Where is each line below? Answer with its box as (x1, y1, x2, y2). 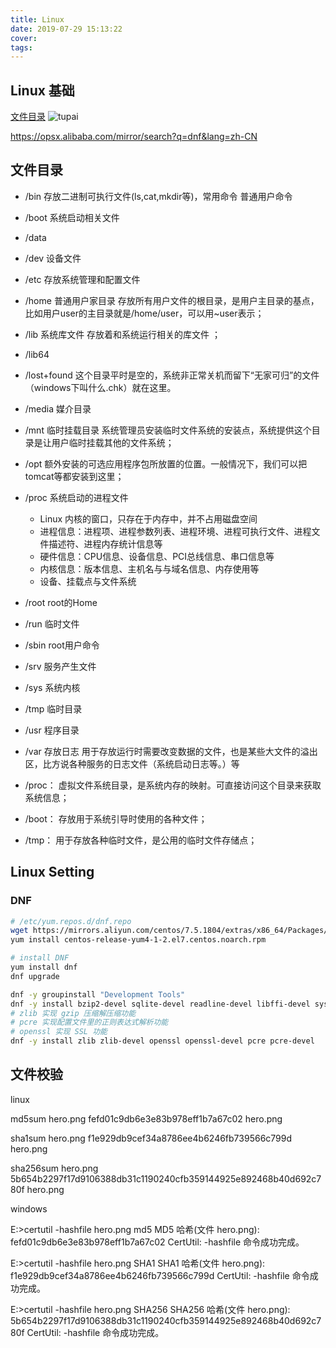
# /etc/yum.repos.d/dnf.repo (10, 916, 132, 926)
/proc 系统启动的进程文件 (24, 491, 129, 503)
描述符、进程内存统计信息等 (48, 537, 163, 550)
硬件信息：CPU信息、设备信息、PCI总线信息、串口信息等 (39, 550, 275, 562)
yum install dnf (10, 962, 78, 973)
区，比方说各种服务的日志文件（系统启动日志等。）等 (24, 757, 240, 770)
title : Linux (10, 14, 65, 25)
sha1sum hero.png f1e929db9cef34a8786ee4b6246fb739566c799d (10, 1132, 293, 1144)
